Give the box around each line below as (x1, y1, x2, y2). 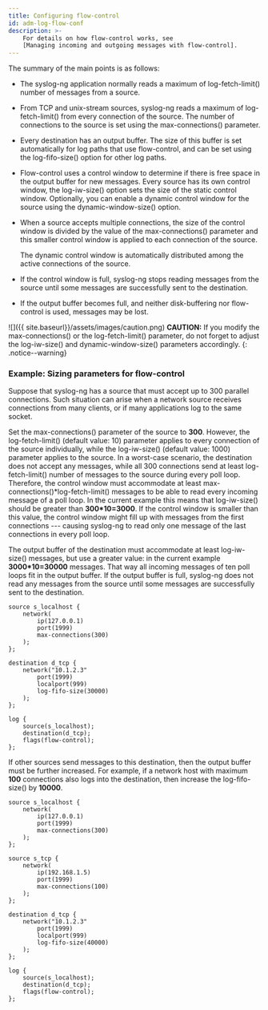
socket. (8, 412, 33, 422)
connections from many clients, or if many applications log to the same (8, 403, 242, 413)
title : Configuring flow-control (8, 11, 120, 20)
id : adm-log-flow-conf (8, 19, 84, 27)
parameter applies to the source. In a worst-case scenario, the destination (8, 453, 253, 463)
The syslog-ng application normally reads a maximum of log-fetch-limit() (19, 79, 261, 89)
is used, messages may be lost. (45, 307, 150, 317)
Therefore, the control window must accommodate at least (8, 479, 202, 488)
